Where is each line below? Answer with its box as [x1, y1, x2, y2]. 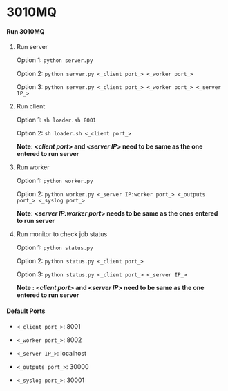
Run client [16, 102, 46, 111]
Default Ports [6, 307, 46, 315]
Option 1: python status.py [16, 243, 93, 252]
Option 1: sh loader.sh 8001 [16, 115, 97, 124]
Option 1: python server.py [16, 56, 93, 64]
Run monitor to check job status [16, 230, 108, 238]
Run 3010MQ [6, 27, 45, 35]
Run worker [16, 163, 50, 171]
